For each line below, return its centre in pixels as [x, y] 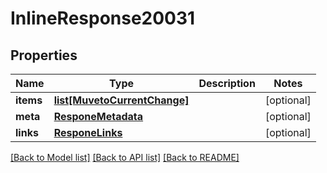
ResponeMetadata [98, 116]
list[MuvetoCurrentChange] [121, 100]
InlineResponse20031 [103, 18]
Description [227, 83]
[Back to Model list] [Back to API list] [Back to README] [125, 157]
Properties [44, 55]
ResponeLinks [88, 132]
